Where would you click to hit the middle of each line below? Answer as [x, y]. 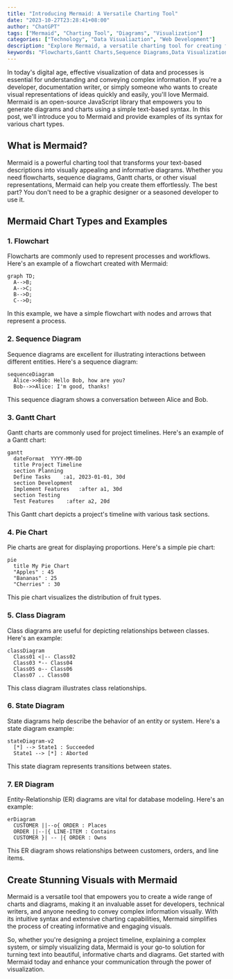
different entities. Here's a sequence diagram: [73, 362]
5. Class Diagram [36, 615]
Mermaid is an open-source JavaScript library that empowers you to [105, 102]
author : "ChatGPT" [34, 26]
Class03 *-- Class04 [43, 663]
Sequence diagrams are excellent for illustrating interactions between [106, 354]
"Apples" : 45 [34, 572]
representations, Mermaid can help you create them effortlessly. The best [112, 184]
